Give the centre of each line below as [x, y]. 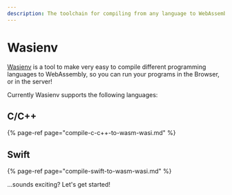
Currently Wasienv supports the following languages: [83, 94]
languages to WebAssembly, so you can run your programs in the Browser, [113, 74]
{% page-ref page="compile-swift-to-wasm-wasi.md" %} [89, 171]
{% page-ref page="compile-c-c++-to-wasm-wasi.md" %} [91, 133]
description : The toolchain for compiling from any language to [101, 13]
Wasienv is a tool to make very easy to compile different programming [107, 67]
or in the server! [30, 81]
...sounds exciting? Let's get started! [59, 185]
